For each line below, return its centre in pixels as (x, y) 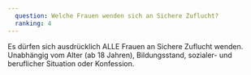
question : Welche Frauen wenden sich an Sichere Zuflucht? (117, 16)
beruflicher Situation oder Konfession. (71, 63)
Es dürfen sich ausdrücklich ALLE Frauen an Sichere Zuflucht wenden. (125, 46)
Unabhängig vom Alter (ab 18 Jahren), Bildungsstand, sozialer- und (120, 55)
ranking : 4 (33, 23)
